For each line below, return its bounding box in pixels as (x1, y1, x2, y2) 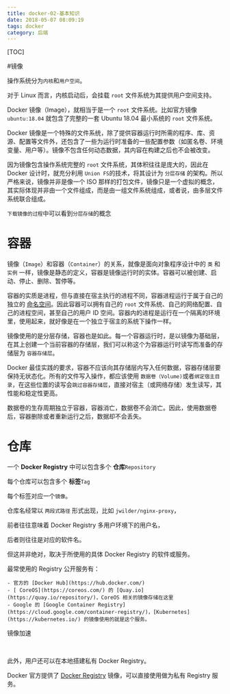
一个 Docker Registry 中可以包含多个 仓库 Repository (7, 463, 156, 471)
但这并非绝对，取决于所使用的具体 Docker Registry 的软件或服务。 (7, 550, 194, 558)
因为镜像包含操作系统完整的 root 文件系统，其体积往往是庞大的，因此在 (7, 160, 209, 169)
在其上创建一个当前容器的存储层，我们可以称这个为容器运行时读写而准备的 (7, 340, 217, 349)
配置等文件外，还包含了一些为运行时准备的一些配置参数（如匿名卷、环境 (18, 138, 223, 146)
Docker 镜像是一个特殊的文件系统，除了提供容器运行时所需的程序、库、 (7, 129, 209, 137)
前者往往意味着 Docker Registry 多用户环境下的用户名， (7, 521, 164, 530)
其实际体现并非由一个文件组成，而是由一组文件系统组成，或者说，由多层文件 (7, 186, 223, 195)
